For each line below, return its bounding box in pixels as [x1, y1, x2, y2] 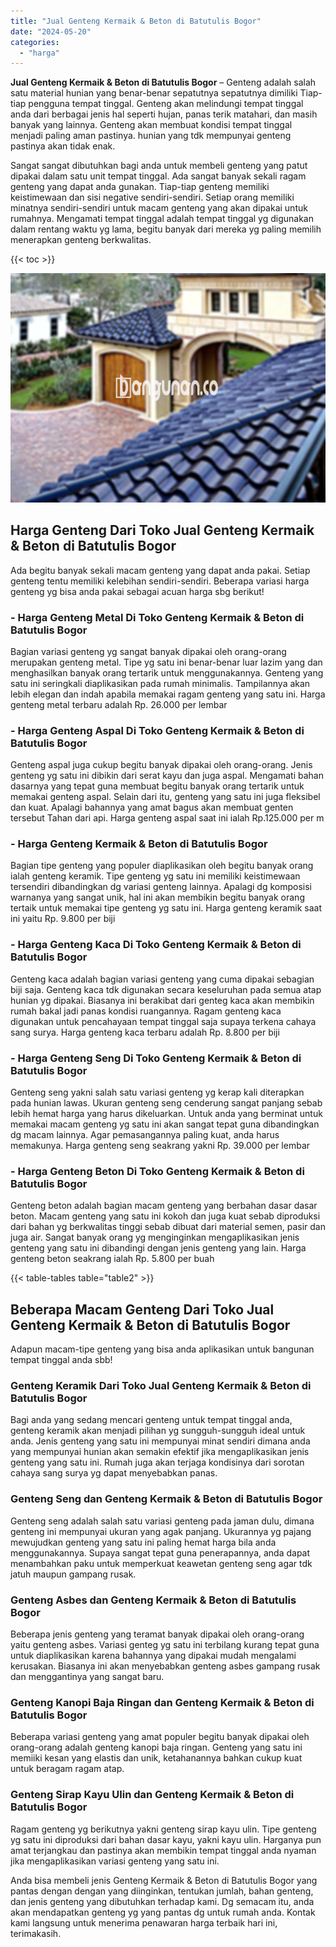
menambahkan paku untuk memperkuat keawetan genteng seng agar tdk [10, 1557, 313, 1569]
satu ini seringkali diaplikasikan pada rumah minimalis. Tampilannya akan [10, 677, 311, 689]
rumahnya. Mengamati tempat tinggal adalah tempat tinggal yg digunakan [10, 213, 314, 225]
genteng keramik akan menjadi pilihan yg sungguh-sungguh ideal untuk [10, 1425, 306, 1437]
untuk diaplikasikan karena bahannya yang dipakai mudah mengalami [10, 1650, 297, 1662]
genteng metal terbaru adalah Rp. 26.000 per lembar [10, 698, 228, 710]
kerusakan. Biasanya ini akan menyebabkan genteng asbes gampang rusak [10, 1660, 321, 1672]
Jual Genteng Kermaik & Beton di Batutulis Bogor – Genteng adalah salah [10, 76, 317, 89]
